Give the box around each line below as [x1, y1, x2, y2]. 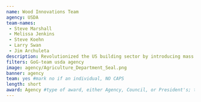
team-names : [6, 20, 36, 26]
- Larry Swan [8, 43, 42, 49]
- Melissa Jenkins [8, 31, 55, 37]
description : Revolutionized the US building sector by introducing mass [6, 53, 194, 59]
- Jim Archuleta [8, 48, 50, 54]
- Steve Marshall [8, 25, 52, 32]
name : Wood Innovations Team [6, 8, 79, 15]
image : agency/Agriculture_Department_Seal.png [6, 64, 127, 71]
